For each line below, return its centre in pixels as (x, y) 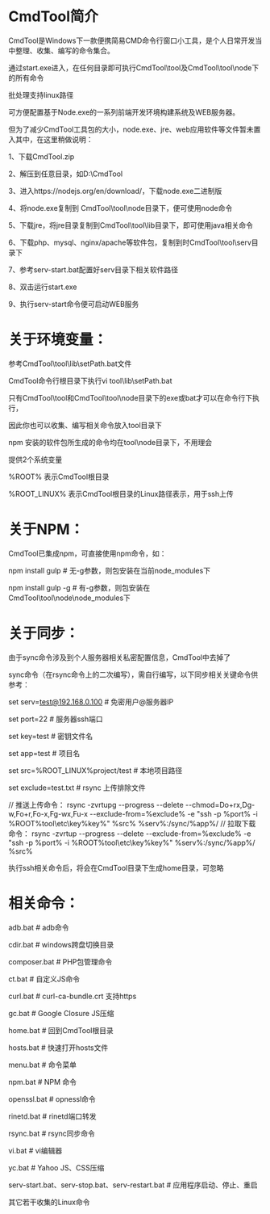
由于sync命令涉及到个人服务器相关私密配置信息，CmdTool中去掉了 (120, 657)
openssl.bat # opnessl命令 (52, 1098)
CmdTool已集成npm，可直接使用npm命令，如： (87, 553)
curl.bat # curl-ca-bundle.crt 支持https (73, 996)
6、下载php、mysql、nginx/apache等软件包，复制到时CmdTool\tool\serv (130, 242)
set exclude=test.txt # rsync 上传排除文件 (77, 788)
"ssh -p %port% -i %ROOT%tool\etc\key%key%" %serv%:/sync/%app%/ (132, 842)
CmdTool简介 (54, 17)
